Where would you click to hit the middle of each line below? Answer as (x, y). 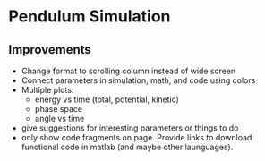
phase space (58, 109)
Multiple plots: (47, 90)
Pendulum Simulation (90, 17)
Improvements (50, 50)
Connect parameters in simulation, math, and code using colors (138, 80)
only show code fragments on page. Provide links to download (137, 137)
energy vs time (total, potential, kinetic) (107, 99)
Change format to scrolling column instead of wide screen (128, 71)
